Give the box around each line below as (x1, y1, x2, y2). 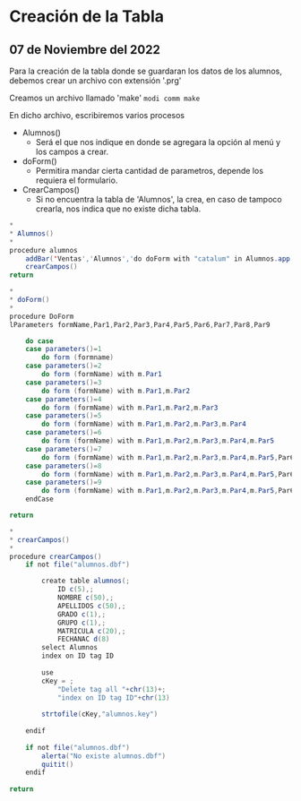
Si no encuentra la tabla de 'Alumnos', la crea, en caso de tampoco (35, 194, 282, 204)
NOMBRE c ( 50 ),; (56, 593, 115, 602)
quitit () (41, 760, 74, 769)
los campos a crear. (35, 146, 109, 157)
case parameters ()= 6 (25, 428, 102, 437)
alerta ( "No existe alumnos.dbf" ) (41, 751, 167, 761)
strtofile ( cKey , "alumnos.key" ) (41, 710, 159, 719)
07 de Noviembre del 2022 (9, 42, 161, 57)
